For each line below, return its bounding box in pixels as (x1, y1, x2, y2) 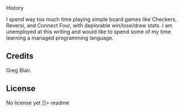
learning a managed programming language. (6, 34, 114, 41)
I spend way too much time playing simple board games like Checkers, (6, 16, 177, 23)
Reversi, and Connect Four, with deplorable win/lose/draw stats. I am (6, 22, 173, 29)
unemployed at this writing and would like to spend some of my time (6, 28, 171, 35)
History (6, 5, 24, 11)
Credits (6, 51, 34, 61)
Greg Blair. (6, 66, 32, 73)
